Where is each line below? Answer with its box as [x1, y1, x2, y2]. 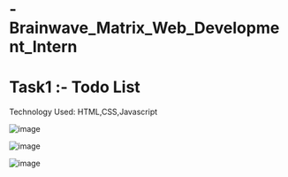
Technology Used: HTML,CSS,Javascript [9, 106, 158, 118]
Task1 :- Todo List [9, 77, 141, 97]
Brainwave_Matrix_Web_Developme [9, 18, 280, 38]
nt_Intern [9, 37, 78, 57]
